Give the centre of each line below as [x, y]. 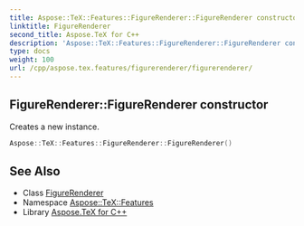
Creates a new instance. [54, 127]
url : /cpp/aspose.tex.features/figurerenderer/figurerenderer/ [131, 69]
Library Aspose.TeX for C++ [75, 212]
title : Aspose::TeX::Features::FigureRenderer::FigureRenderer [131, 18]
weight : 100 [32, 60]
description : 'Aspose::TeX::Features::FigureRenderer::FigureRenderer [145, 43]
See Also [35, 171]
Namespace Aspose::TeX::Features [88, 202]
